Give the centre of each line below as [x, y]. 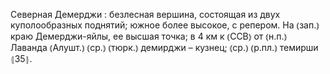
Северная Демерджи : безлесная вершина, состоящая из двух [145, 14]
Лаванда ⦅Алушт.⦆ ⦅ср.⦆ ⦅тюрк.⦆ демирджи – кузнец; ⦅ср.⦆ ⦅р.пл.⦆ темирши [164, 47]
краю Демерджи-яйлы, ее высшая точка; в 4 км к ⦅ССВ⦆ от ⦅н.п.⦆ [149, 36]
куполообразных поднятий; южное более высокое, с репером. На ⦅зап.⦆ [165, 25]
